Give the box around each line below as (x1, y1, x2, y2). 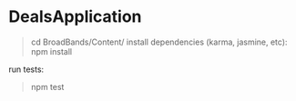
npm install (30, 45, 73, 56)
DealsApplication (8, 6, 142, 27)
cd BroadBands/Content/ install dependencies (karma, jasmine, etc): (30, 36, 288, 47)
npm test (30, 81, 65, 92)
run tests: (8, 64, 45, 75)
